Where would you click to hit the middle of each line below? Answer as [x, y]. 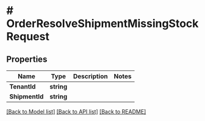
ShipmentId [27, 97]
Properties [27, 59]
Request [28, 37]
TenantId [23, 86]
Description [90, 76]
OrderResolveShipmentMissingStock [103, 24]
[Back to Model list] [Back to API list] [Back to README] [76, 112]
